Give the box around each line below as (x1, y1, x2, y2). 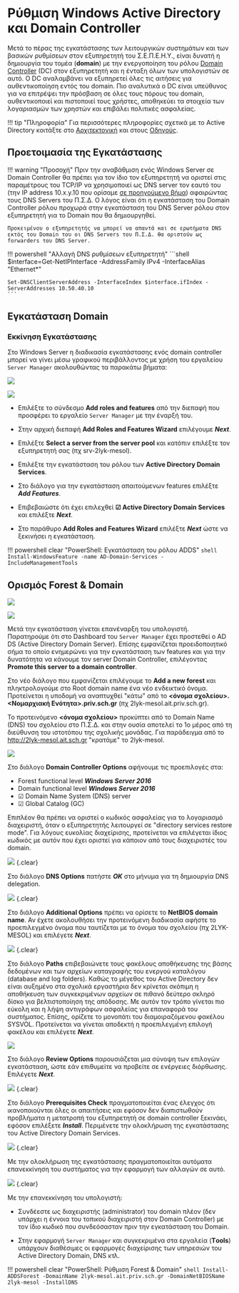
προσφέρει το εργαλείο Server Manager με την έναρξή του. (17, 412, 193, 420)
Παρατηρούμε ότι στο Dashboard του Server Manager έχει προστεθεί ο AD (7, 633, 227, 641)
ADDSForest (7, 1273, 40, 1280)
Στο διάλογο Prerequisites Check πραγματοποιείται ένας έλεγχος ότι (7, 1098, 215, 1107)
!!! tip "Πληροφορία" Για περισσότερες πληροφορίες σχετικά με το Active (7, 118, 225, 126)
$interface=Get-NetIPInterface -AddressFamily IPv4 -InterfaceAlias (7, 257, 205, 265)
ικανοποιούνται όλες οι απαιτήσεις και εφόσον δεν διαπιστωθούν (7, 1106, 203, 1115)
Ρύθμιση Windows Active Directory (7, 5, 221, 21)
